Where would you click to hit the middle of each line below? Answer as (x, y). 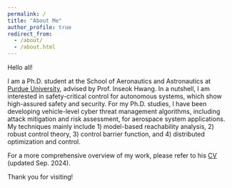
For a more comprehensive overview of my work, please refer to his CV (112, 155)
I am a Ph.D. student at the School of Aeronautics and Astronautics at (109, 81)
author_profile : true (40, 27)
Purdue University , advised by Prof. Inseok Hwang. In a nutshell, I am (109, 89)
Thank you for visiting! (40, 177)
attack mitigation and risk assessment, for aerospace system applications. (116, 119)
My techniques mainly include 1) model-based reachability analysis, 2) (111, 126)
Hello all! (20, 67)
